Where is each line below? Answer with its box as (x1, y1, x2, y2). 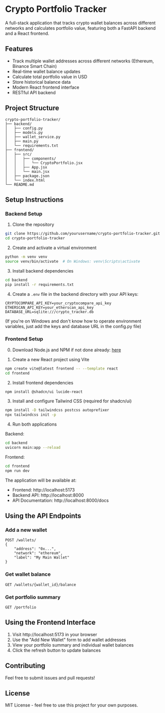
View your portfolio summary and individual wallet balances (12, 642, 134, 648)
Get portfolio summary (5, 594, 61, 601)
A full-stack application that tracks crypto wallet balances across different (5, 20, 156, 26)
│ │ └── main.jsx (5, 169, 50, 174)
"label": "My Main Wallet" (14, 555, 70, 560)
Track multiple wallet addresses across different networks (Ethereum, (12, 58, 154, 64)
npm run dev (5, 468, 30, 473)
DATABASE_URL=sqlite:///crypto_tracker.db (5, 309, 94, 314)
